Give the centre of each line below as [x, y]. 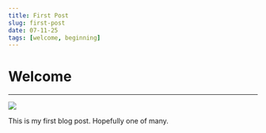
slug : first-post [37, 23]
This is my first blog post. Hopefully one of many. [88, 121]
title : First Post [38, 15]
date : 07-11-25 [33, 30]
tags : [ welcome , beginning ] [55, 38]
